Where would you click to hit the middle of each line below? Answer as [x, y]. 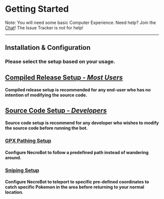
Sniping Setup [22, 170]
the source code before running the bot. [46, 128]
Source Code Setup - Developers [56, 110]
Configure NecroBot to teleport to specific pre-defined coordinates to [77, 182]
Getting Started [37, 9]
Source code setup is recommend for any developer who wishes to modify [82, 123]
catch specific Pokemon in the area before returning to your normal [75, 187]
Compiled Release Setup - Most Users [64, 77]
